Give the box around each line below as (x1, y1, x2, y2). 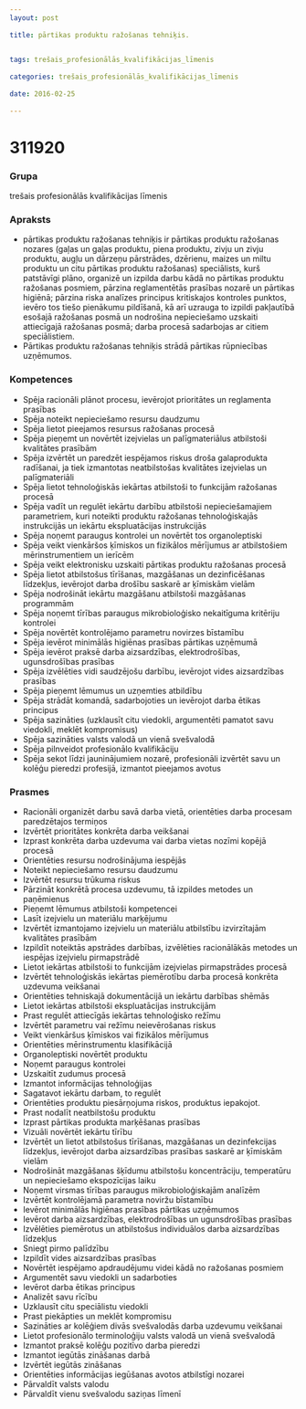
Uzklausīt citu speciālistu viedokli (22, 1300, 149, 1311)
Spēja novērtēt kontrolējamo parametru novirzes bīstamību (22, 626, 245, 637)
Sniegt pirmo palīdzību (22, 1243, 110, 1254)
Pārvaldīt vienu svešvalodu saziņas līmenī (22, 1388, 181, 1399)
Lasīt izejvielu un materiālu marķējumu (22, 912, 167, 923)
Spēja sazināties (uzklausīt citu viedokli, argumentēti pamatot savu (22, 714, 274, 725)
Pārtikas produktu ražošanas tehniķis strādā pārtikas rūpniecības (22, 341, 268, 352)
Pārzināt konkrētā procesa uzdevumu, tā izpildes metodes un (22, 883, 254, 895)
